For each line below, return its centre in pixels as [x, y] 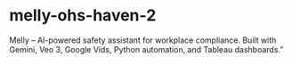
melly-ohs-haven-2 [83, 16]
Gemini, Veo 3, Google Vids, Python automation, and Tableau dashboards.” [146, 49]
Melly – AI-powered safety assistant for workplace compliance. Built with [143, 40]
